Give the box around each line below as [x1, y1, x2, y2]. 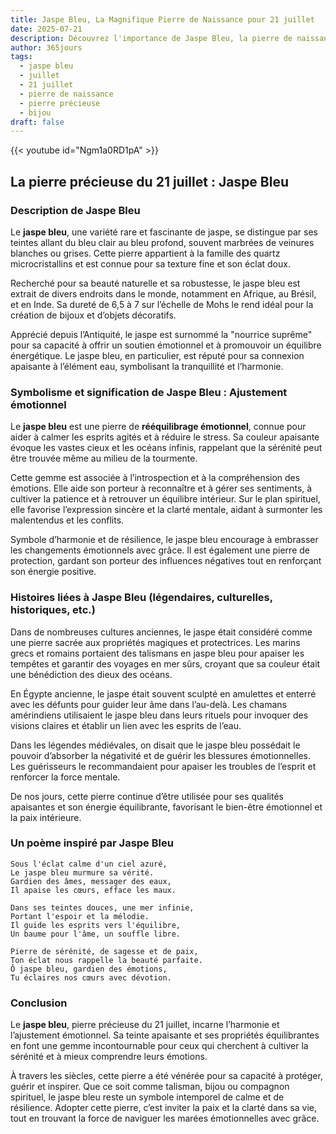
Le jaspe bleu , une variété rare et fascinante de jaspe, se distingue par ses [10, 226, 319, 238]
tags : [10, 52, 33, 62]
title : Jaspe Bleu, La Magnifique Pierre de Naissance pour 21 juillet [10, 14, 315, 25]
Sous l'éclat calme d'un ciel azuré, [10, 859, 168, 869]
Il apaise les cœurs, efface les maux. [10, 885, 177, 895]
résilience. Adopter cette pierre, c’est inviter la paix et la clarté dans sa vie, [10, 1102, 317, 1114]
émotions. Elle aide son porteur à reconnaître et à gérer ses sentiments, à [10, 482, 313, 495]
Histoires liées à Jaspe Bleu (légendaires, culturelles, [10, 591, 273, 605]
